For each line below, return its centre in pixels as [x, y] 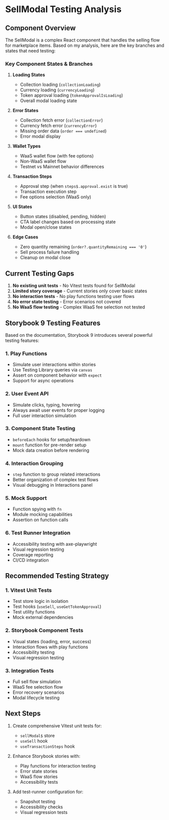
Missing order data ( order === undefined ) [63, 131]
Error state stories [39, 771]
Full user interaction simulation [44, 416]
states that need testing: [31, 51]
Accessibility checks [41, 807]
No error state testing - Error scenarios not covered [67, 302]
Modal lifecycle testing [36, 697]
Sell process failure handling [49, 252]
